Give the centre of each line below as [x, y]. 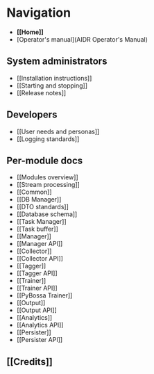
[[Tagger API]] [37, 273]
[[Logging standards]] [48, 139]
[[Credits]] [29, 362]
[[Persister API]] [40, 340]
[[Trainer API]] [37, 288]
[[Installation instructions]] [54, 78]
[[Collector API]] [40, 259]
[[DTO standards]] [42, 207]
